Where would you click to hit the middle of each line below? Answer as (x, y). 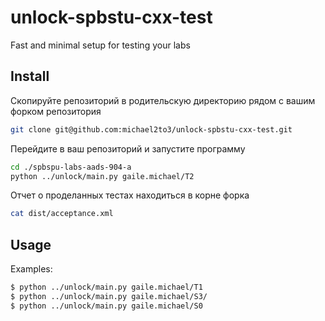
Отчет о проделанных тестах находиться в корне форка (130, 195)
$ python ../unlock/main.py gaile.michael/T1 (106, 287)
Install (30, 76)
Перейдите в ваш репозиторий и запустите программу (128, 148)
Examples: (31, 269)
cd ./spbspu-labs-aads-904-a (71, 167)
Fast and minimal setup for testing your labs (100, 45)
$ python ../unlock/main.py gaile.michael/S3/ (109, 296)
